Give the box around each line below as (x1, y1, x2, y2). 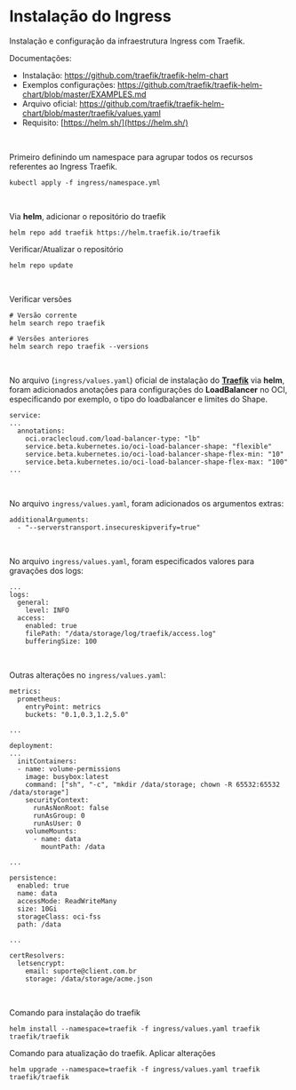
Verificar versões (9, 293, 73, 304)
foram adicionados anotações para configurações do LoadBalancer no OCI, (9, 384, 288, 394)
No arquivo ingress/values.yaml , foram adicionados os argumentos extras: (9, 497, 284, 508)
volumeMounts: (25, 826, 77, 836)
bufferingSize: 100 (25, 637, 98, 646)
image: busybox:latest (25, 772, 109, 781)
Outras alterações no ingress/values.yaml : (9, 669, 166, 680)
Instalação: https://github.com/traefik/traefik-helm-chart (21, 69, 229, 81)
